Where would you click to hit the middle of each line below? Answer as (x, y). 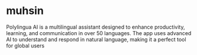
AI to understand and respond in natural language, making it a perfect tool (96, 39)
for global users (25, 46)
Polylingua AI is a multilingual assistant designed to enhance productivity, (96, 27)
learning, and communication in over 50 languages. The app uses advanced (99, 33)
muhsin (25, 11)
